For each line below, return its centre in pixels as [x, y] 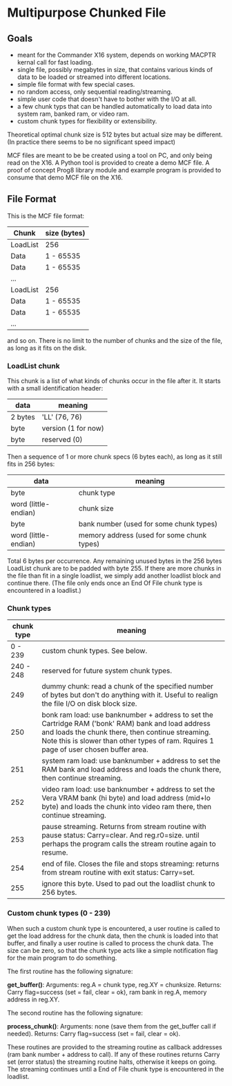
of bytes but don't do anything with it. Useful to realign [129, 695]
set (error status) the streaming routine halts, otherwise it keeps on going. [112, 1062]
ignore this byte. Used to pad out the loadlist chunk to [128, 884]
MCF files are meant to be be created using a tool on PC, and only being [110, 155]
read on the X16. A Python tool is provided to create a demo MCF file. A [108, 163]
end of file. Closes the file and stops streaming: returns [130, 864]
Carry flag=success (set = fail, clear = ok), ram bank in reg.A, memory [107, 992]
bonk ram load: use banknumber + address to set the [127, 715]
